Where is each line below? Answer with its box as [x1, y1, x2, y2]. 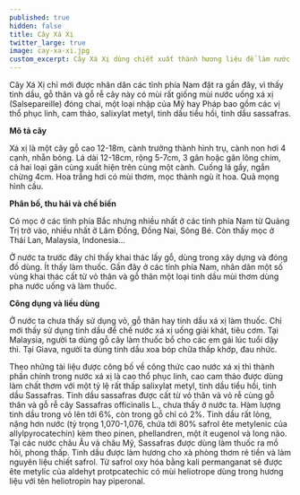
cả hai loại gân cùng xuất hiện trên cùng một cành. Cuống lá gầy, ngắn [9, 162, 270, 172]
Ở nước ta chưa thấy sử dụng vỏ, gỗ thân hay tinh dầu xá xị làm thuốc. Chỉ [9, 316, 282, 326]
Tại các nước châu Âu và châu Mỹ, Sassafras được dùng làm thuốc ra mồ [9, 438, 279, 448]
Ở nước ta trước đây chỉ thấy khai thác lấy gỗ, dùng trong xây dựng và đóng [9, 252, 288, 263]
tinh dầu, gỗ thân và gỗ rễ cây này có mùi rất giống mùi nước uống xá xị [9, 89, 274, 100]
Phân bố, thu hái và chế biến [9, 198, 116, 209]
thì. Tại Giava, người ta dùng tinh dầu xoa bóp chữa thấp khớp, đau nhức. [9, 344, 278, 354]
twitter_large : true [9, 38, 87, 48]
